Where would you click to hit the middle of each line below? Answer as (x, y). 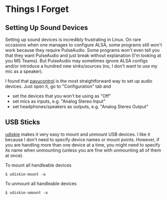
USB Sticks (23, 122)
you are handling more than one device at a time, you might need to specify (83, 145)
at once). (14, 155)
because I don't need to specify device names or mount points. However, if (82, 139)
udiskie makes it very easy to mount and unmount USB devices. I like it (78, 134)
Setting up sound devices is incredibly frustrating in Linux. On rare (73, 39)
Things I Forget (37, 9)
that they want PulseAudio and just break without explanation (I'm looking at (83, 55)
